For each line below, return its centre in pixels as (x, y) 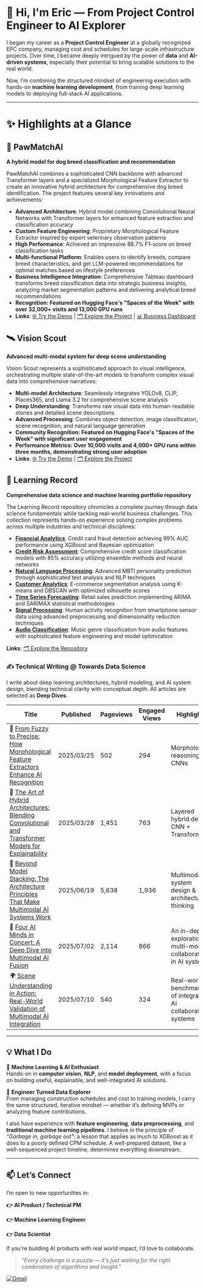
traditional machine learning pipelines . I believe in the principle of (90, 1130)
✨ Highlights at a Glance (69, 124)
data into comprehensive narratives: (52, 381)
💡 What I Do (29, 1052)
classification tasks (39, 250)
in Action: (23, 993)
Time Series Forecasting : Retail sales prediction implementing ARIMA (103, 596)
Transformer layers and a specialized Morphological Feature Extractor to (98, 180)
